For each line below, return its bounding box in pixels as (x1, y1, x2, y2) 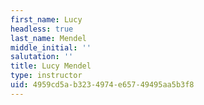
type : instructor (10, 71, 83, 81)
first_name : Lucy (10, 14, 83, 25)
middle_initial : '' (10, 42, 92, 53)
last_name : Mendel (10, 33, 87, 43)
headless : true (10, 24, 74, 34)
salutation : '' (10, 52, 74, 62)
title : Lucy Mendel (10, 61, 92, 71)
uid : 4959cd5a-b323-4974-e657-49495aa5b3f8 (10, 80, 195, 90)
